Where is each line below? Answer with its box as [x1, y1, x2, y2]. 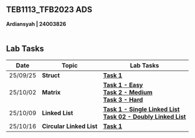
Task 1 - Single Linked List [103, 105, 180, 113]
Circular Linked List [42, 122, 98, 130]
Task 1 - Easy [103, 81, 143, 89]
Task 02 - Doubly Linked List [103, 112, 186, 120]
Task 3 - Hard [103, 96, 143, 104]
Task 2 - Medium [103, 88, 153, 96]
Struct [42, 71, 60, 79]
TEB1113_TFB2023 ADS [6, 5, 93, 15]
